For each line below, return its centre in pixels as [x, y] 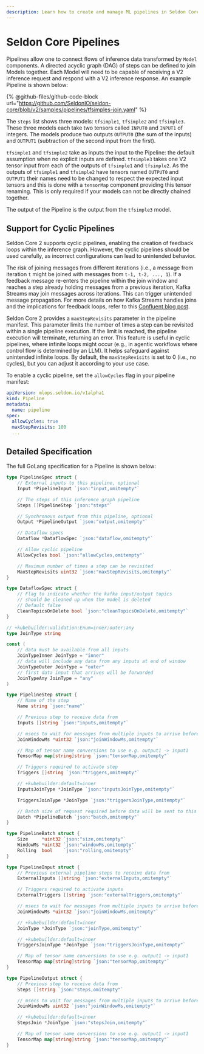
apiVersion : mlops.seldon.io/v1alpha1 [55, 393]
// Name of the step [43, 701]
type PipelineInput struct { [43, 867]
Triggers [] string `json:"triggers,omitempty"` [78, 773]
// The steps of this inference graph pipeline [78, 499]
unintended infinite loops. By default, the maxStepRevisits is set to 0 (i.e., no [101, 357]
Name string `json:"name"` [51, 706]
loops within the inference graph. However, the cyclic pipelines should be [98, 249]
